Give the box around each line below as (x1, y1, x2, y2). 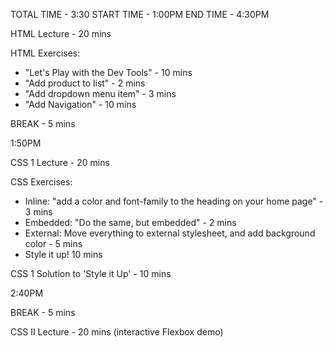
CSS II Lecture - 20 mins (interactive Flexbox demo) (10, 326, 224, 338)
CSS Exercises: (10, 176, 73, 188)
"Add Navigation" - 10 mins (24, 99, 137, 110)
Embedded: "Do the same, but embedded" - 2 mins (24, 217, 237, 228)
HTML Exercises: (10, 47, 81, 59)
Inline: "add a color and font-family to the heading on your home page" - (24, 195, 324, 207)
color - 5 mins (24, 238, 83, 249)
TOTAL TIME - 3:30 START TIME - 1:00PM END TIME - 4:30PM (10, 9, 270, 20)
